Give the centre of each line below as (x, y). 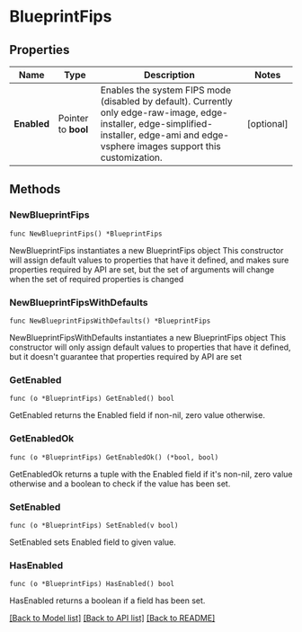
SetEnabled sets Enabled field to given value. (93, 542)
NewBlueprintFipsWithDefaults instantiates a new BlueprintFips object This (147, 337)
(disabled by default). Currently (167, 101)
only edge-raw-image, (149, 112)
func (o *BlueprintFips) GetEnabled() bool (92, 399)
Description (169, 75)
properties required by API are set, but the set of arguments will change (142, 269)
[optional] (267, 124)
